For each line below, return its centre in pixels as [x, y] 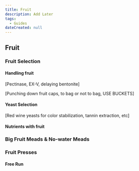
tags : [10, 19]
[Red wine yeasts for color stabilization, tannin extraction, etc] [67, 115]
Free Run [14, 164]
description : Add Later [29, 14]
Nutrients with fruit [25, 127]
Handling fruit [20, 73]
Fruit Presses [21, 152]
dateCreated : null [24, 28]
